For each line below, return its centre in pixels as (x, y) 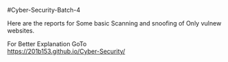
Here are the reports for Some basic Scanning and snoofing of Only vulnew (114, 23)
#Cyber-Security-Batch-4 (44, 10)
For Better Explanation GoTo (47, 44)
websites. (21, 31)
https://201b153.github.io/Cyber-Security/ (66, 51)
